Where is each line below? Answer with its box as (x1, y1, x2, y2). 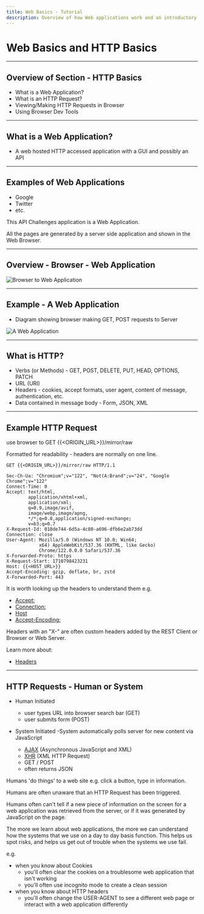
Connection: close (6, 532, 53, 538)
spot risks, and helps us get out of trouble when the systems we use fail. (6, 838, 188, 845)
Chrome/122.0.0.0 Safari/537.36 (38, 547, 121, 554)
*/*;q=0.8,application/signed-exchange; (28, 516, 132, 522)
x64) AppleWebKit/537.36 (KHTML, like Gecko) (38, 543, 156, 549)
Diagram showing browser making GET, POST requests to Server (15, 315, 178, 323)
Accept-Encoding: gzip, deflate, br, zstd (6, 569, 115, 575)
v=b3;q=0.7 (28, 521, 56, 527)
